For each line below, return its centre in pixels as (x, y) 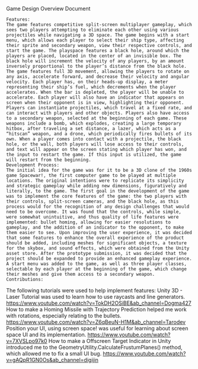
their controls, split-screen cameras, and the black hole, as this (92, 201)
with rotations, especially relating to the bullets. (64, 316)
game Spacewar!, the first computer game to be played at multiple (91, 175)
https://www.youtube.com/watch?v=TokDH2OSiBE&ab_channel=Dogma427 (99, 303)
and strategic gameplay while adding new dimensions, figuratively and (96, 186)
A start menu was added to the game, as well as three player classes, (96, 264)
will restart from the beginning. (49, 160)
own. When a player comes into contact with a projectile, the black (94, 139)
